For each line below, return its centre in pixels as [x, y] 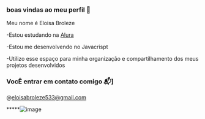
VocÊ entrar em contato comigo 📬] [60, 82]
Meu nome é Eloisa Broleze [41, 23]
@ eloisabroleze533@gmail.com [47, 97]
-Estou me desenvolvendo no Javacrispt [57, 47]
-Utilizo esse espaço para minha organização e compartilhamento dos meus [102, 59]
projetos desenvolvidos [36, 65]
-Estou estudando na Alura [40, 35]
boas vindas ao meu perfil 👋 [48, 10]
